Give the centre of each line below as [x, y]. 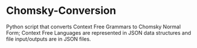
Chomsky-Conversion [61, 11]
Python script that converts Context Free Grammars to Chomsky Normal [94, 27]
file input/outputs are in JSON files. [49, 39]
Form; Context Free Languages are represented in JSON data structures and [98, 32]
